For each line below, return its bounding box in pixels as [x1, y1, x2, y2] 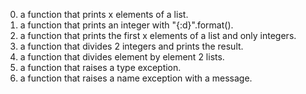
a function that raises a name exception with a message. [19, 72, 253, 84]
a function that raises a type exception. [19, 62, 182, 73]
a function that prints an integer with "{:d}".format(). [19, 19, 234, 31]
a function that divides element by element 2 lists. [19, 51, 225, 63]
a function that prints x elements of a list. [19, 9, 189, 20]
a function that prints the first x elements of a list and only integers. [19, 30, 297, 41]
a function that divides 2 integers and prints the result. [19, 40, 244, 52]
